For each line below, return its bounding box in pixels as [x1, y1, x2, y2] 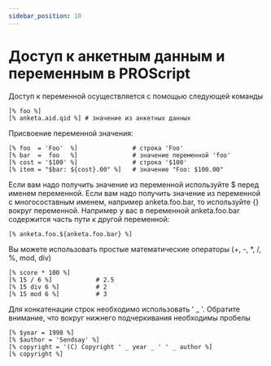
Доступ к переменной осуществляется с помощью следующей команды [8, 91, 264, 101]
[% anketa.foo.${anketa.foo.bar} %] [8, 229, 133, 238]
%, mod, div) [8, 253, 51, 263]
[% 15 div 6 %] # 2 [8, 282, 107, 291]
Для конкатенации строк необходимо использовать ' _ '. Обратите [8, 304, 240, 314]
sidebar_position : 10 [8, 11, 82, 20]
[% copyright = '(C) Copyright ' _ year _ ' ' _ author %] [8, 342, 213, 351]
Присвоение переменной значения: [8, 128, 134, 138]
